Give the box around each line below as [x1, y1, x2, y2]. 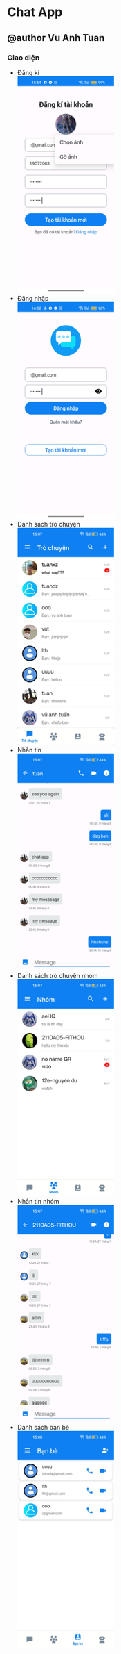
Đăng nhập [17, 294, 49, 302]
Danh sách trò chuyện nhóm [17, 971, 98, 979]
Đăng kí [17, 68, 39, 76]
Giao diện [7, 53, 40, 63]
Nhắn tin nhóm [17, 1197, 60, 1205]
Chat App [7, 4, 63, 20]
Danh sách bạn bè [17, 1423, 70, 1431]
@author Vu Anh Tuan [7, 32, 105, 44]
